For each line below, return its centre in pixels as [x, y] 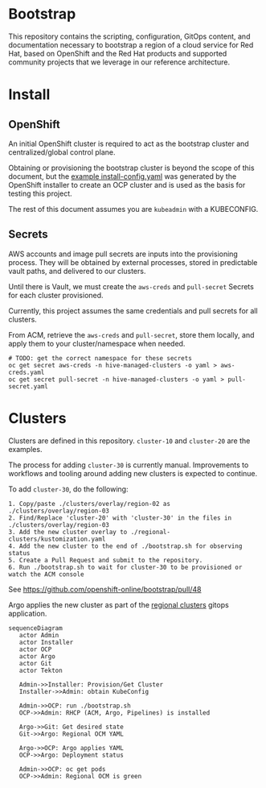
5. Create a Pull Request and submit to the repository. [106, 560]
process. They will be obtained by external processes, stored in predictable [133, 262]
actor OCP [35, 649]
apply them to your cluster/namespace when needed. [97, 343]
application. [28, 613]
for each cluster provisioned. [56, 295]
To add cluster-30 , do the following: [68, 489]
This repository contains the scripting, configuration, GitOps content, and [129, 36]
